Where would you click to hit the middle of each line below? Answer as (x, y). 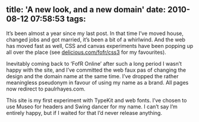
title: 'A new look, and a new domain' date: (86, 10)
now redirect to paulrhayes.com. (46, 89)
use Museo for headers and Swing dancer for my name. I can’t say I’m (92, 107)
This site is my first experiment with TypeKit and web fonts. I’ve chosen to (97, 100)
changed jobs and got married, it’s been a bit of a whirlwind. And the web (96, 39)
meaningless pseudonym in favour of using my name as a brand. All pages (97, 82)
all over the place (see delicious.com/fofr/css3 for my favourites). (86, 52)
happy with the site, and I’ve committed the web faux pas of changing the (96, 70)
